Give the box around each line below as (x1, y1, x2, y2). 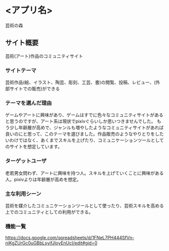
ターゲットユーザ (5, 157, 47, 164)
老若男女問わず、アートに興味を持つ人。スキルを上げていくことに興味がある (5, 170, 164, 176)
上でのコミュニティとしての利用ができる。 (5, 208, 93, 215)
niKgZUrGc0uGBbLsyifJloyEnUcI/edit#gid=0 (5, 240, 97, 246)
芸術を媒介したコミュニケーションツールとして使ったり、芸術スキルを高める (5, 202, 164, 208)
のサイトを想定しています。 (5, 144, 63, 150)
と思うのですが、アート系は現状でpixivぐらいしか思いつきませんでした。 (5, 118, 156, 124)
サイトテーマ (5, 67, 37, 74)
